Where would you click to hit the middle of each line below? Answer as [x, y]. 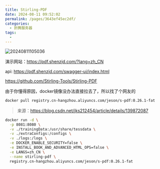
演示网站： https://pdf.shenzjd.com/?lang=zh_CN [54, 61]
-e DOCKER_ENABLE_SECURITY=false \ [46, 143]
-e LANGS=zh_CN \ [27, 152]
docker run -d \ [22, 120]
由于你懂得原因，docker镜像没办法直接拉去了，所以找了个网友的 [70, 91]
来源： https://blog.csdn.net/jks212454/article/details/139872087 [83, 110]
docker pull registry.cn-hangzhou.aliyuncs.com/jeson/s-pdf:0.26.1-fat [80, 100]
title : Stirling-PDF [26, 10]
